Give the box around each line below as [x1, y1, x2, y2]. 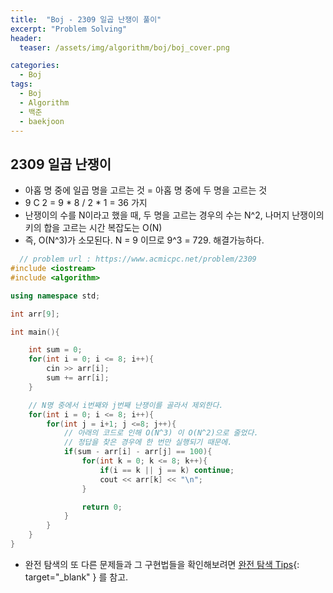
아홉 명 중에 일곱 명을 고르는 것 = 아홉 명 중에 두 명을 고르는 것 [24, 184, 268, 196]
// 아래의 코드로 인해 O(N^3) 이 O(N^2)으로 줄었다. [63, 428, 259, 438]
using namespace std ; [10, 291, 101, 301]
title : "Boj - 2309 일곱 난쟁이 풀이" [10, 14, 162, 25]
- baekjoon [19, 116, 65, 126]
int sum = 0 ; [28, 345, 83, 355]
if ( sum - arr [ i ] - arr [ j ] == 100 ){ [63, 447, 213, 457]
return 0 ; [81, 502, 123, 512]
